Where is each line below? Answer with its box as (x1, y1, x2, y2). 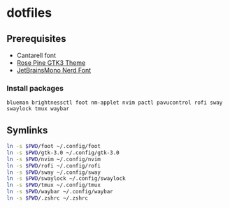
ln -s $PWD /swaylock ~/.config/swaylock (6, 175, 127, 182)
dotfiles (6, 5, 52, 21)
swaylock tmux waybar (6, 105, 70, 112)
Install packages (6, 83, 64, 93)
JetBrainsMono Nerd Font (16, 66, 92, 74)
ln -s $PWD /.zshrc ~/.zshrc (6, 195, 89, 202)
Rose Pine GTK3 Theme (16, 59, 86, 67)
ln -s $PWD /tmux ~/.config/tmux (6, 181, 101, 189)
